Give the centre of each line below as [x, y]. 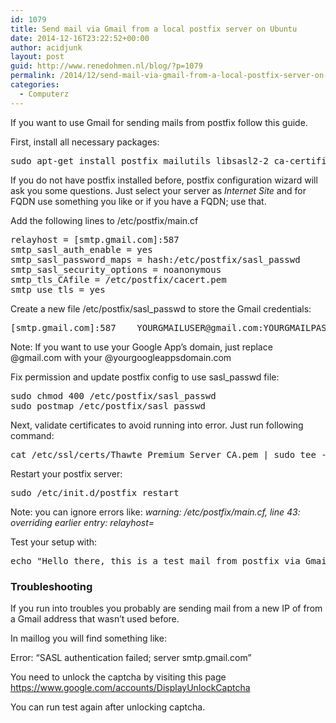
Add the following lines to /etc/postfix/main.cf [104, 220]
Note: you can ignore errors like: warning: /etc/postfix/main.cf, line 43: [155, 512]
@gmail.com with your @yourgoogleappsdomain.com [121, 357]
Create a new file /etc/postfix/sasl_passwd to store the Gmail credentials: [161, 308]
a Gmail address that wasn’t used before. [95, 618]
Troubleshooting [51, 586]
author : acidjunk [46, 47]
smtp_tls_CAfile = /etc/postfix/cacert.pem [118, 279]
